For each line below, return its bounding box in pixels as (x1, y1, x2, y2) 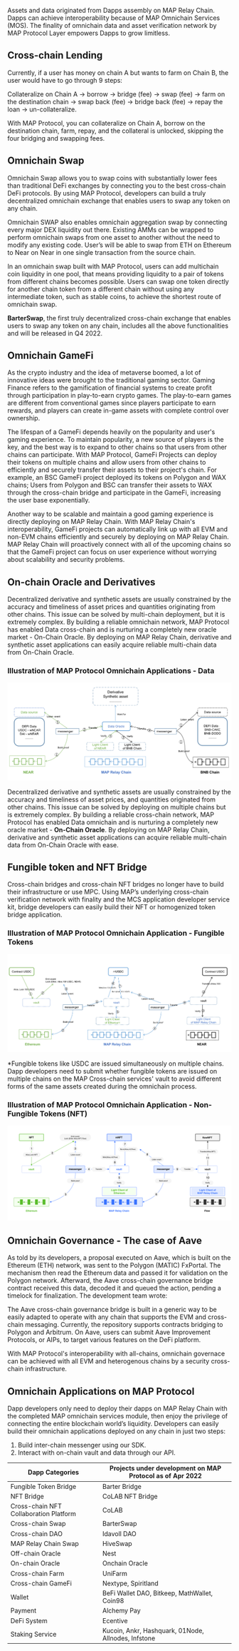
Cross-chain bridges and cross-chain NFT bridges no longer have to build (7, 880, 224, 889)
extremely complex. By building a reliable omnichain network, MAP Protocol (7, 617, 230, 627)
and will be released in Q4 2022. (7, 328, 103, 338)
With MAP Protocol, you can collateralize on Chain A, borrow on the (7, 118, 206, 127)
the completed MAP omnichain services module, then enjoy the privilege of (7, 1411, 228, 1420)
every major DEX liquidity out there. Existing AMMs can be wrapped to (7, 225, 214, 234)
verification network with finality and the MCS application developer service (7, 895, 230, 904)
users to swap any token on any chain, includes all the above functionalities (7, 321, 229, 330)
